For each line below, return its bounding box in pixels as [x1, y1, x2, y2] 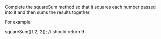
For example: [5, 19, 32, 25]
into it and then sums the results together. [5, 9, 91, 15]
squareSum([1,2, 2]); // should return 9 [5, 29, 84, 34]
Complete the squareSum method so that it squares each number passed [5, 4, 156, 10]
